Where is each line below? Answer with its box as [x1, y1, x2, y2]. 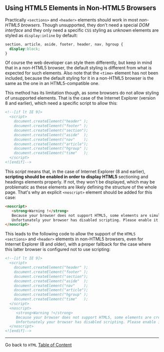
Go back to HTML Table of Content [5, 342, 72, 348]
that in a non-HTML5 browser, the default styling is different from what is [5, 65, 152, 71]
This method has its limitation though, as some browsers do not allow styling [5, 90, 159, 96]
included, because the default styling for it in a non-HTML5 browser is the [5, 75, 154, 81]
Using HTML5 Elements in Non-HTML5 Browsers [5, 4, 156, 12]
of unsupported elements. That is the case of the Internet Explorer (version [5, 95, 156, 101]
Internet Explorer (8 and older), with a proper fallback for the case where [5, 241, 151, 247]
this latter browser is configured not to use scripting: [5, 247, 111, 252]
